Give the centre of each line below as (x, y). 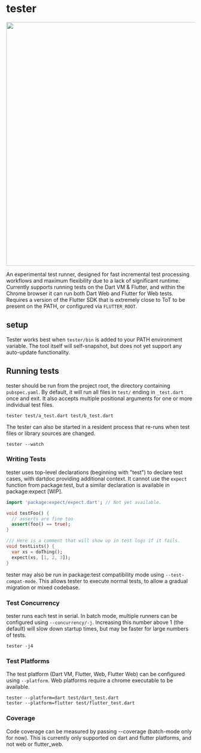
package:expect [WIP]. (34, 491)
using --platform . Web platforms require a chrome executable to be (90, 680)
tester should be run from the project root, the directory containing (88, 385)
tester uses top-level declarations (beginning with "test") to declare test (95, 472)
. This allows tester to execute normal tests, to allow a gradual (112, 581)
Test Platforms (28, 661)
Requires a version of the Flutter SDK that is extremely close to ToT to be (96, 299)
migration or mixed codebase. (43, 587)
